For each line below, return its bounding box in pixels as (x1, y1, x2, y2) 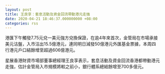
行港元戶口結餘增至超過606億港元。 (5, 47, 78, 53)
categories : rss (5, 21, 38, 26)
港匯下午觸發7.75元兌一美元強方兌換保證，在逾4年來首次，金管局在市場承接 (5, 35, 158, 41)
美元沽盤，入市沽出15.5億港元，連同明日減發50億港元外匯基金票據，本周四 (5, 41, 156, 47)
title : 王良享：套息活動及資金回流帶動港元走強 (5, 12, 90, 17)
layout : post (5, 7, 32, 12)
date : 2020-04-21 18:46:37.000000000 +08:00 (5, 16, 98, 21)
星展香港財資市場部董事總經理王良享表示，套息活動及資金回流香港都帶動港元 (5, 57, 160, 64)
